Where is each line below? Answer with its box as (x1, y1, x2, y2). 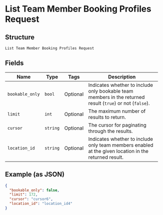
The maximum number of (88, 108, 146, 115)
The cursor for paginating (88, 121, 147, 128)
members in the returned (88, 94, 145, 100)
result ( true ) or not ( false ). (88, 99, 150, 106)
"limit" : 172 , (9, 192, 38, 197)
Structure (5, 33, 35, 41)
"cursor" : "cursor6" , (9, 197, 53, 202)
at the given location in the (88, 148, 149, 154)
